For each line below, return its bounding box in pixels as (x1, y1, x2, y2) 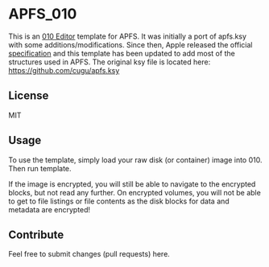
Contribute (8, 228, 64, 241)
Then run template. (8, 163, 72, 173)
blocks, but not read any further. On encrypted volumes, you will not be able (8, 187, 262, 197)
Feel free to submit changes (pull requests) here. (8, 249, 171, 259)
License (8, 89, 49, 103)
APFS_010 (8, 5, 77, 23)
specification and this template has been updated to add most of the (8, 48, 235, 58)
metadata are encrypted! (8, 204, 91, 214)
